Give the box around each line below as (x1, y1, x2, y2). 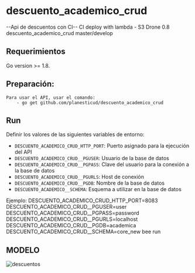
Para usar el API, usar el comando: (6, 95, 95, 101)
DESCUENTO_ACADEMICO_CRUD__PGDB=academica (6, 222, 136, 229)
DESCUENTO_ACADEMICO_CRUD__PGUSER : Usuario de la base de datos (14, 155, 170, 162)
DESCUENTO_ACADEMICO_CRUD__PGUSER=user (6, 203, 127, 210)
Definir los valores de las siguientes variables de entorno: (6, 131, 145, 138)
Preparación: (6, 79, 54, 89)
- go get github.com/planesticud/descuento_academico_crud (16, 99, 164, 106)
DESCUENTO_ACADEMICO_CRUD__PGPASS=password (6, 209, 139, 217)
